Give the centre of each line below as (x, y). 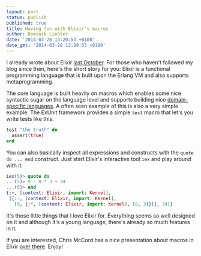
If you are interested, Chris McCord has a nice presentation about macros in (100, 240)
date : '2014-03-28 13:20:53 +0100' (51, 40)
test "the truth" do (32, 130)
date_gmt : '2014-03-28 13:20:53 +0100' (56, 46)
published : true (26, 23)
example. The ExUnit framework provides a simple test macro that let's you (100, 112)
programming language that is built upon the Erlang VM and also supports (97, 75)
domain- (178, 99)
